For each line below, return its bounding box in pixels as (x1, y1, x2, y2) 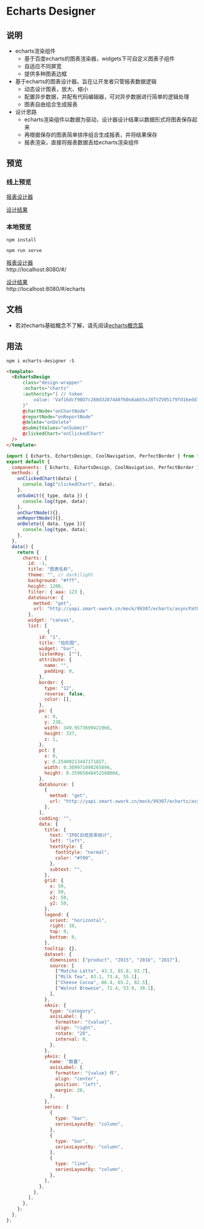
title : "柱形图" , (38, 639, 80, 646)
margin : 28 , (55, 1087, 86, 1093)
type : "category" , (49, 1008, 97, 1014)
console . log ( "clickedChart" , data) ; (22, 481, 115, 488)
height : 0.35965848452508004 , (44, 770, 121, 776)
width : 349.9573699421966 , (44, 725, 113, 731)
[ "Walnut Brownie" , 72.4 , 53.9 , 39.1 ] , (55, 985, 156, 991)
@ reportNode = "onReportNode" (22, 414, 94, 420)
